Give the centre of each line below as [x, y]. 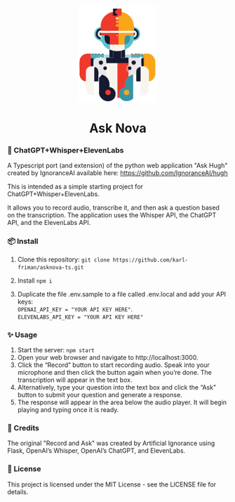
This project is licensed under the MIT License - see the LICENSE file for [112, 484]
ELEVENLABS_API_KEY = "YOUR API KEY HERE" [80, 317]
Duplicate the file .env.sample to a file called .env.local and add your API [122, 294]
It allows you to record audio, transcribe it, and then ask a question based [113, 208]
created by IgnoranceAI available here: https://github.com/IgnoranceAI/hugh [117, 173]
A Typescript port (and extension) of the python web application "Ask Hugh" [117, 166]
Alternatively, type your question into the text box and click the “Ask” [116, 387]
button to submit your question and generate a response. [100, 394]
